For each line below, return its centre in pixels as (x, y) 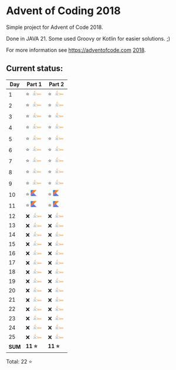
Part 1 (34, 84)
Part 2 (57, 84)
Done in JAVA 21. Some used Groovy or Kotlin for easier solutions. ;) (88, 38)
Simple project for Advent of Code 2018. (55, 27)
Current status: (35, 69)
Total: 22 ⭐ (19, 362)
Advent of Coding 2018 (64, 11)
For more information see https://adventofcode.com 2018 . (76, 50)
